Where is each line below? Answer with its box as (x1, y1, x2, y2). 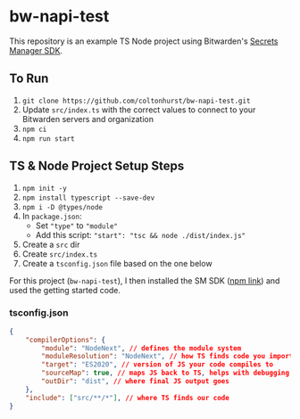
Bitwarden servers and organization (21, 113, 154, 124)
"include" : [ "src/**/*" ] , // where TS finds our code (25, 393, 229, 402)
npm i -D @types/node (21, 202, 103, 211)
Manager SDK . (9, 45, 63, 55)
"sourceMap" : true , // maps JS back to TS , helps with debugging (41, 368, 290, 378)
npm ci (21, 125, 47, 134)
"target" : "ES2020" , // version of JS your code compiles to (41, 360, 274, 369)
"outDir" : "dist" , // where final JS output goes (41, 377, 229, 386)
